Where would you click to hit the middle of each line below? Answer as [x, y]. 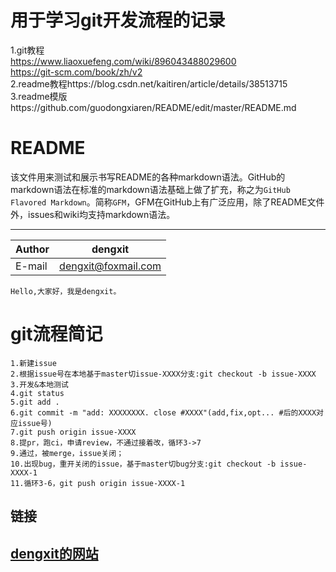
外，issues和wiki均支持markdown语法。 [93, 214]
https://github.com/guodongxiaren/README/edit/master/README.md [153, 107]
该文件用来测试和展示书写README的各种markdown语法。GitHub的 [148, 177]
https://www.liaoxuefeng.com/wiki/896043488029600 [123, 61]
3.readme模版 [39, 96]
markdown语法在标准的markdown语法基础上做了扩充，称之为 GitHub [150, 189]
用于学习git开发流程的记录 [118, 20]
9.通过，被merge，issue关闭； [67, 453]
